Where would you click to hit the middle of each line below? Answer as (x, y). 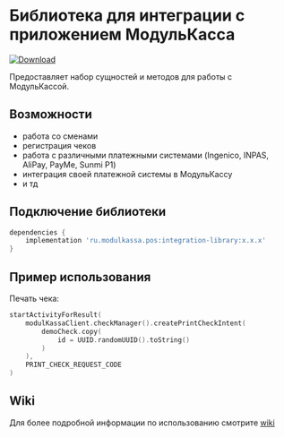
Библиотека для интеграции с (127, 16)
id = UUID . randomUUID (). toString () (124, 340)
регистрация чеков (59, 145)
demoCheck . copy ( (72, 331)
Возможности (51, 114)
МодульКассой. (39, 86)
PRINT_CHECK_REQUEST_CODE (74, 365)
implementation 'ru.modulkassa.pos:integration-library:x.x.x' (146, 241)
